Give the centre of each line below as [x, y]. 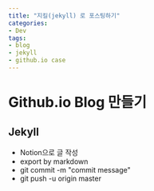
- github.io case [37, 61]
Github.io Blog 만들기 [78, 103]
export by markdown [54, 161]
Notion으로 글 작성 [49, 152]
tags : [17, 38]
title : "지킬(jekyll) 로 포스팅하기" [64, 16]
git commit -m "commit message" [75, 169]
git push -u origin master [61, 178]
